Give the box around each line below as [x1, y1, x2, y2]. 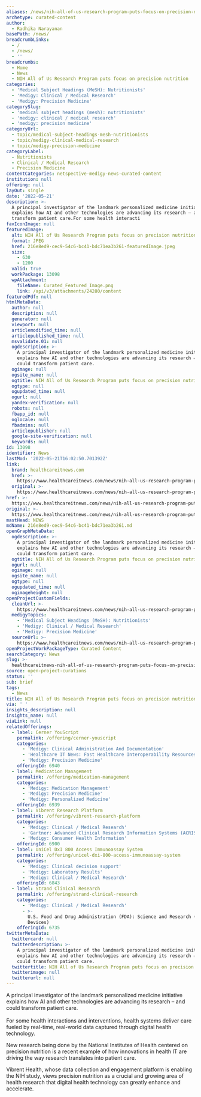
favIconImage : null [6, 221, 55, 227]
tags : [6, 684, 20, 691]
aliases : [6, 8, 28, 15]
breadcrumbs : [6, 59, 39, 65]
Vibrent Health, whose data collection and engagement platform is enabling [6, 1066, 193, 1073]
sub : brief [6, 679, 33, 685]
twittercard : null [11, 936, 58, 942]
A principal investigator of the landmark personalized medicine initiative [6, 992, 183, 998]
